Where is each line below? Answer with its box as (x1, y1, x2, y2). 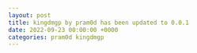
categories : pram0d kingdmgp (8, 33, 104, 41)
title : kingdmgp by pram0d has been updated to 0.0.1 (8, 19, 190, 26)
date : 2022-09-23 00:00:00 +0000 (8, 26, 119, 34)
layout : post (8, 11, 51, 19)
